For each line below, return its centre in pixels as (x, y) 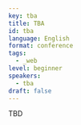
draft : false (30, 91)
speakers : (25, 76)
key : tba (23, 16)
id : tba (21, 31)
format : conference (41, 46)
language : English (39, 38)
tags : (17, 53)
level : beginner (35, 69)
